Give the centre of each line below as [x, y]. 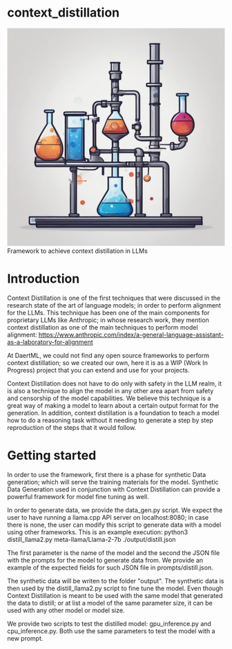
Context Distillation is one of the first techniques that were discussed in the [114, 298]
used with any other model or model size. [66, 610]
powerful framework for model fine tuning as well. [78, 496]
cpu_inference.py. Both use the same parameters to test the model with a [111, 631]
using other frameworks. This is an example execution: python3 [98, 532]
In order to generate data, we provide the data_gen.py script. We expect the [115, 510]
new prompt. [25, 638]
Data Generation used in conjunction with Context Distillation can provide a [114, 489]
